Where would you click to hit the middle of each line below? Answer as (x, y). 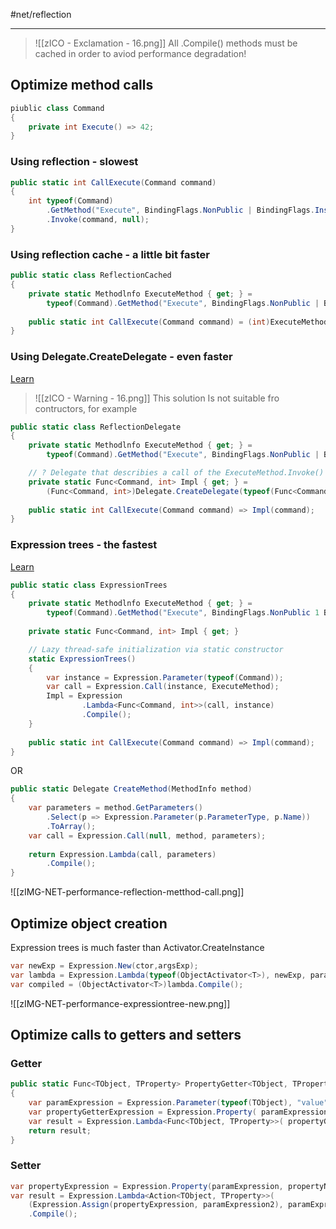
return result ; (60, 1130)
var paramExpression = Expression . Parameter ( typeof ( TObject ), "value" (178, 1103)
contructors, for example (86, 408)
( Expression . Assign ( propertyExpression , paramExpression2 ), (156, 1205)
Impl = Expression (84, 696)
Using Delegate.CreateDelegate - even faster (121, 357)
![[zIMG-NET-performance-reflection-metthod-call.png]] (127, 892)
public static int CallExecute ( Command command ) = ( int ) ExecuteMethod (178, 322)
